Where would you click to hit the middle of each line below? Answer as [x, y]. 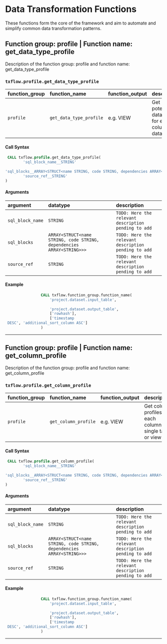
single [151, 431]
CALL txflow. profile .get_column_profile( [51, 461]
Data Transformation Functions [71, 9]
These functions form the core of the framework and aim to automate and [81, 23]
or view [153, 437]
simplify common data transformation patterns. [53, 28]
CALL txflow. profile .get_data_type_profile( [54, 158]
